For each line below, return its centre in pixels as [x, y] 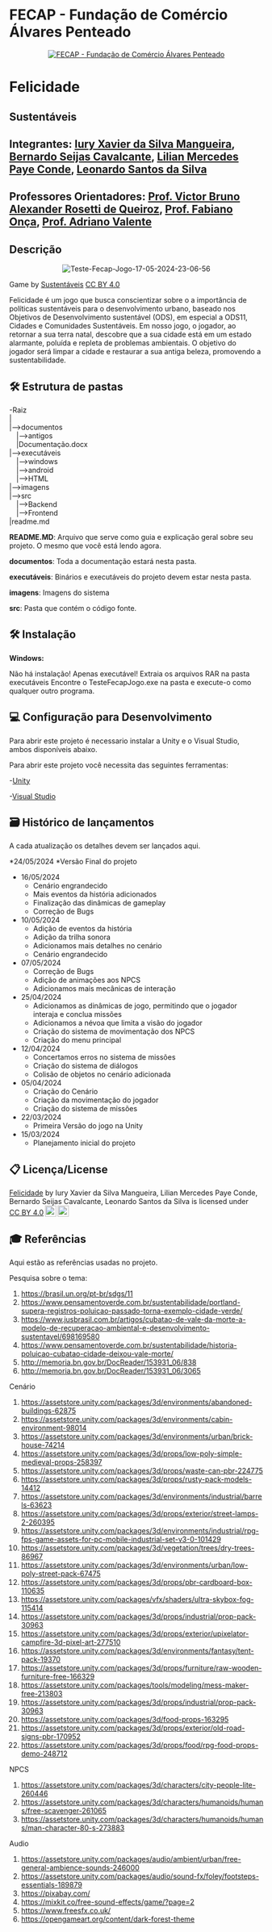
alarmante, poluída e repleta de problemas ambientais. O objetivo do [123, 343]
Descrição [36, 249]
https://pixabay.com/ [56, 1893]
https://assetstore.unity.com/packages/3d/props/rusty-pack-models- [136, 1479]
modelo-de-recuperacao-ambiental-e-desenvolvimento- [115, 1328]
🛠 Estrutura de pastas [66, 386]
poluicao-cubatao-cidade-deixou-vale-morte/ [97, 1353]
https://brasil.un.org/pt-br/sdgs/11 [77, 1294]
